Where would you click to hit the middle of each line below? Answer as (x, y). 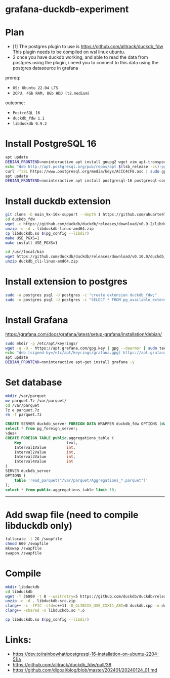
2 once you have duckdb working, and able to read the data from (80, 57)
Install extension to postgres (66, 282)
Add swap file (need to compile (72, 515)
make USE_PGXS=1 (22, 238)
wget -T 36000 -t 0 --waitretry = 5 (42, 596)
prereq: (13, 78)
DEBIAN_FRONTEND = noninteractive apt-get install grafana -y (70, 362)
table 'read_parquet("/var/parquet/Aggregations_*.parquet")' (81, 480)
